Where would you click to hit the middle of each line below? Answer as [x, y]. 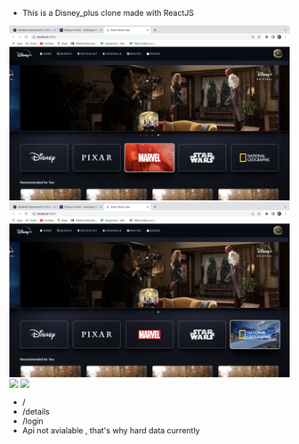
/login [32, 421]
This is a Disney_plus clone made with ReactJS [108, 13]
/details [36, 412]
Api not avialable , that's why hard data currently [111, 430]
